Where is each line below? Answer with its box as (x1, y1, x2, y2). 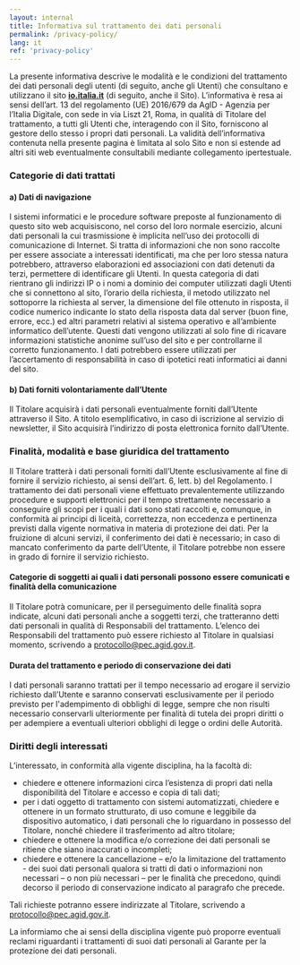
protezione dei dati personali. (9, 945, 117, 956)
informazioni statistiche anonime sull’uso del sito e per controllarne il (9, 335, 262, 346)
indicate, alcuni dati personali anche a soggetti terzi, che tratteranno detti (9, 611, 279, 621)
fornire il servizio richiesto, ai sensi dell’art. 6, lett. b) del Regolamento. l (9, 475, 273, 486)
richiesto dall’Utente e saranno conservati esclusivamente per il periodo (9, 689, 275, 700)
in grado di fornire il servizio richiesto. (9, 551, 150, 562)
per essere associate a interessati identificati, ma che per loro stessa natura (9, 250, 288, 260)
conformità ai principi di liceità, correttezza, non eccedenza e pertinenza (9, 513, 278, 524)
